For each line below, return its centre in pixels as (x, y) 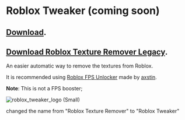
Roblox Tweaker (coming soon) (83, 11)
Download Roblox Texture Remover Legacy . (87, 52)
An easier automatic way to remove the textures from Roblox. (80, 66)
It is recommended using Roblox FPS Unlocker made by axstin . (82, 77)
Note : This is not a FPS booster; (44, 89)
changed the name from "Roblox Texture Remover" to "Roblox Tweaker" (93, 111)
